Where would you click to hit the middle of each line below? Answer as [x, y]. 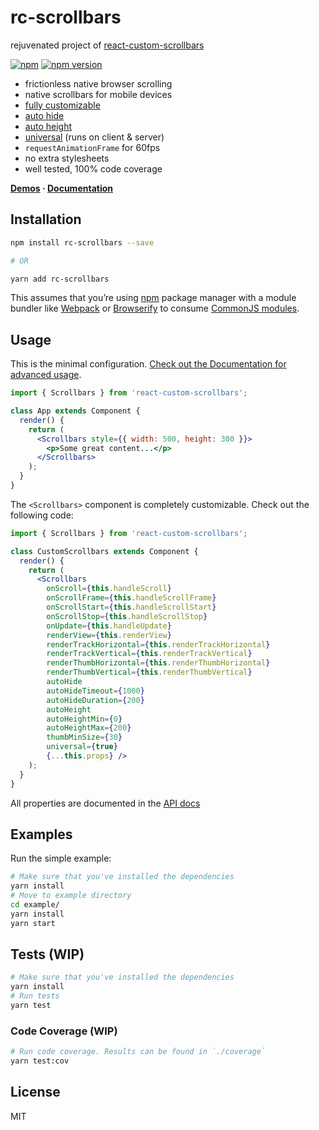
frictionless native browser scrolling [98, 83]
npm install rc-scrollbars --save [82, 242]
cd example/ [35, 905]
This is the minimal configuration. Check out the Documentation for [148, 364]
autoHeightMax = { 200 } [89, 728]
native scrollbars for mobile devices [98, 94]
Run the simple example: [61, 858]
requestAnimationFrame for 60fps [92, 147]
